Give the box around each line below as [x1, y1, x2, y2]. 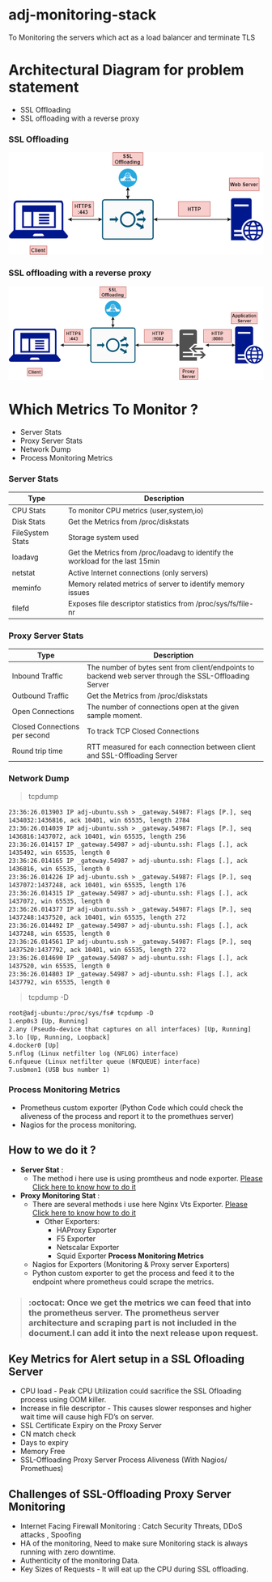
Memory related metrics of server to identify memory [68, 579, 245, 589]
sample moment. [86, 711, 143, 721]
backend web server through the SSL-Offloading [86, 670, 250, 681]
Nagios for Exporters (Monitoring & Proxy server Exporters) [32, 1259, 231, 1269]
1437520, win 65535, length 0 [8, 962, 111, 970]
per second [11, 730, 50, 740]
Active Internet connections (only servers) [68, 568, 209, 577]
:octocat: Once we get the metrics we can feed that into [28, 1297, 252, 1308]
